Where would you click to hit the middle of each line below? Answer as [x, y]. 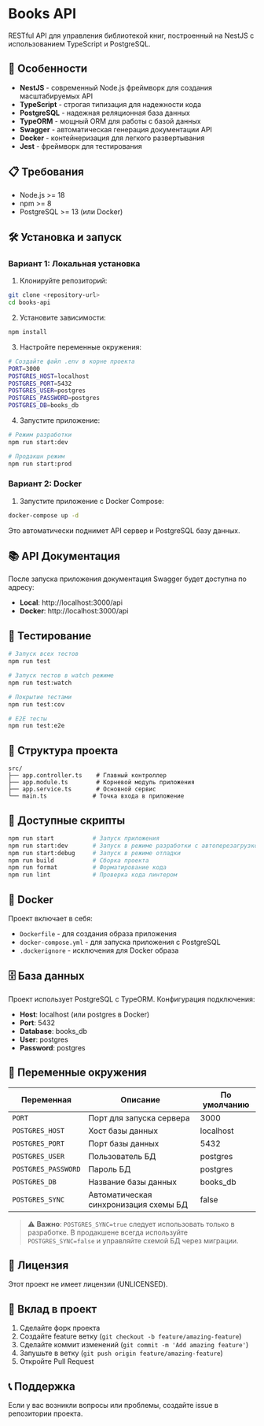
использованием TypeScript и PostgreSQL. [79, 43]
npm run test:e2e [37, 726]
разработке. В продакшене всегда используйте [108, 1232]
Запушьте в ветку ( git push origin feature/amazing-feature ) [121, 1353]
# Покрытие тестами [40, 697]
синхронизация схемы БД [138, 1204]
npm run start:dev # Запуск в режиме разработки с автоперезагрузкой [135, 846]
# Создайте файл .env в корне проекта [71, 361]
